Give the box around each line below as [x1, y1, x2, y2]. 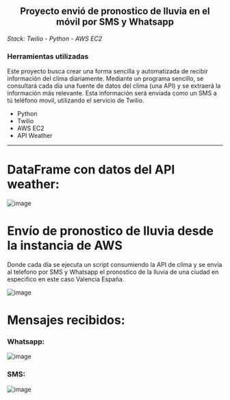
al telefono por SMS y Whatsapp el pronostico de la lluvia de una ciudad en [7, 268, 219, 276]
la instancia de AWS [7, 238, 123, 253]
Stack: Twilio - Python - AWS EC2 [7, 34, 103, 43]
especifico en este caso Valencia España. [7, 274, 125, 283]
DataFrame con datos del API [7, 162, 175, 178]
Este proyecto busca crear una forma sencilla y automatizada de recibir [7, 67, 209, 75]
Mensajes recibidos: [7, 312, 125, 328]
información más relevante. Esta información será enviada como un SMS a [7, 89, 217, 97]
